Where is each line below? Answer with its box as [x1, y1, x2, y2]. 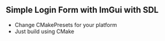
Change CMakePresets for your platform [14, 21, 117, 28]
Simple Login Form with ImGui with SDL [6, 5, 159, 15]
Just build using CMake [14, 28, 75, 35]
